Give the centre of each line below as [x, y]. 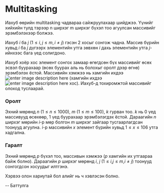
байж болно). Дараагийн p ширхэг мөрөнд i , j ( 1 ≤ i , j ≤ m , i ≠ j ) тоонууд [78, 161]
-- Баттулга [17, 185]
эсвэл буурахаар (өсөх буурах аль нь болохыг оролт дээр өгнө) [72, 68]
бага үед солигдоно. [45, 53]
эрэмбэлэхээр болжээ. [30, 33]
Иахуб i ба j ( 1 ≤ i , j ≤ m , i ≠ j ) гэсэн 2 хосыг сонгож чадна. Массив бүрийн [82, 42]
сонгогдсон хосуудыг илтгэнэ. [37, 166]
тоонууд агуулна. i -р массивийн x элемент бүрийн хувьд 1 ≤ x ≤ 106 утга [82, 127]
